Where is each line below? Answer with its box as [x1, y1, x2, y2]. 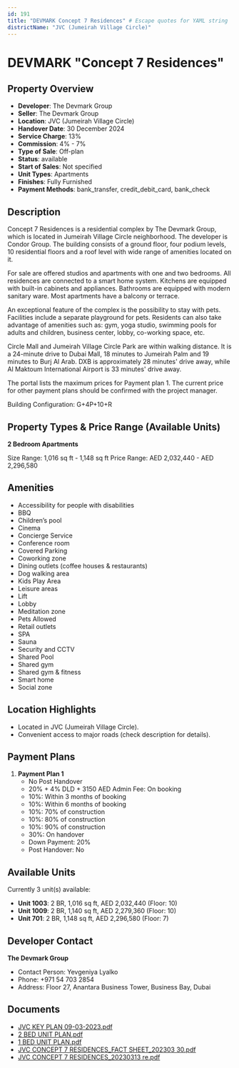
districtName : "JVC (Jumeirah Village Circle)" [7, 24, 152, 31]
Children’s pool [17, 515, 62, 525]
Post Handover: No [28, 845, 84, 854]
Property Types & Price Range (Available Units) [7, 420, 221, 433]
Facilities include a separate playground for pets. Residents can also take [7, 313, 222, 322]
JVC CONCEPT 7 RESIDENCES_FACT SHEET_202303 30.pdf [17, 1045, 196, 1054]
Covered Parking [17, 546, 68, 555]
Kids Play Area [17, 576, 61, 585]
